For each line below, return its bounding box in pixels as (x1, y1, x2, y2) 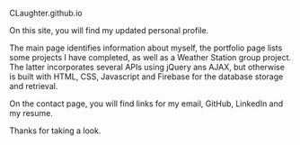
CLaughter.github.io (9, 8, 83, 18)
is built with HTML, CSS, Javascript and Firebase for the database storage (9, 71, 284, 82)
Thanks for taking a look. (9, 125, 101, 136)
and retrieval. (9, 81, 58, 91)
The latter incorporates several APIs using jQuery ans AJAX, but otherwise (9, 62, 286, 72)
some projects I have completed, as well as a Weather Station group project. (9, 52, 292, 62)
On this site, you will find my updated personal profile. (9, 25, 209, 35)
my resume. (9, 108, 54, 118)
